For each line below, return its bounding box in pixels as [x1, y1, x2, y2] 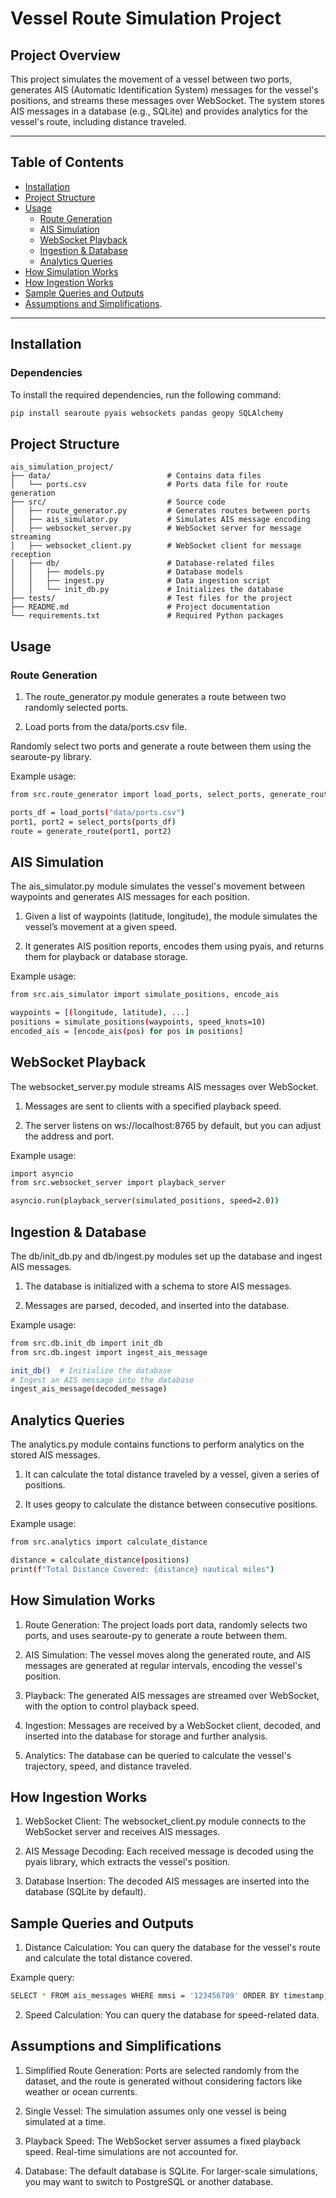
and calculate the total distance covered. [24, 1952, 193, 1964]
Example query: [10, 1972, 75, 1984]
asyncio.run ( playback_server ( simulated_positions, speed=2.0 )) [10, 1196, 280, 1206]
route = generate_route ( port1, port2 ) [10, 826, 172, 836]
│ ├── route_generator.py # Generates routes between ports [10, 506, 311, 516]
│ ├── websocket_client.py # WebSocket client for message [10, 541, 302, 551]
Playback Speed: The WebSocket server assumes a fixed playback [24, 2135, 301, 2147]
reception [10, 550, 52, 560]
